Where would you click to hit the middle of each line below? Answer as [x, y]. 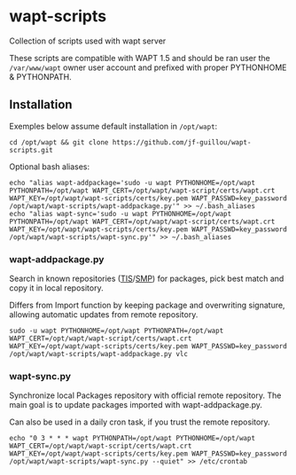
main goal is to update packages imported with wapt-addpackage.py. [136, 405]
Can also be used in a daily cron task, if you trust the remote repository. [140, 422]
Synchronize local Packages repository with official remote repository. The [145, 395]
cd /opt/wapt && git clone [59, 142]
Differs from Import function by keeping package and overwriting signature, [147, 305]
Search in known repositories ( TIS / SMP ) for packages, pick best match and [147, 279]
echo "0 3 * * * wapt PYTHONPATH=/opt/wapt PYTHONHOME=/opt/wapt [132, 439]
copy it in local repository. [56, 288]
